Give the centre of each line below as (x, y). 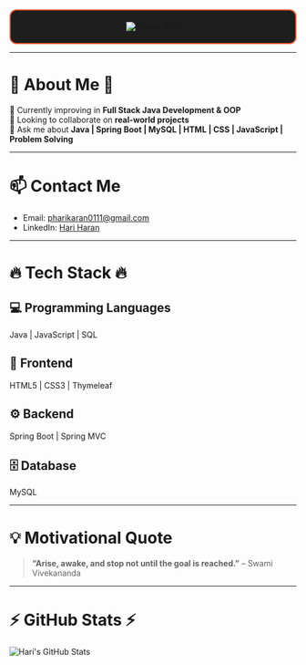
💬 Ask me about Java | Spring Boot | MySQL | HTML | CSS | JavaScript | (147, 129)
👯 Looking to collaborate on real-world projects (99, 119)
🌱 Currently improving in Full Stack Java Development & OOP (125, 109)
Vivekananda (56, 573)
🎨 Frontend (41, 364)
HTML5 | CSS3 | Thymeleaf (61, 385)
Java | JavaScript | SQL (54, 334)
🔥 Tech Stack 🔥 (68, 273)
